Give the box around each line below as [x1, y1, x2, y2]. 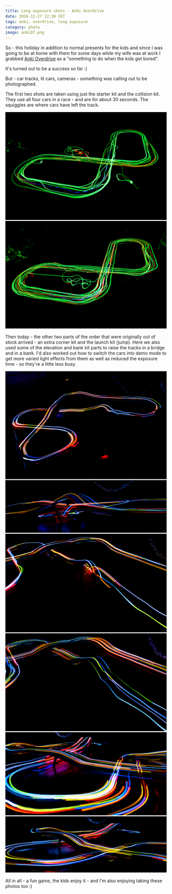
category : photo [5, 25, 40, 30]
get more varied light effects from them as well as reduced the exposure [5, 356, 158, 362]
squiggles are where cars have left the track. [5, 102, 100, 108]
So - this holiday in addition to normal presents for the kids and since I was [5, 45, 163, 51]
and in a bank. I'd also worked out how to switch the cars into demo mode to [5, 350, 167, 357]
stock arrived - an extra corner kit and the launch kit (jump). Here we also [5, 339, 160, 345]
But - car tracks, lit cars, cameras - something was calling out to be [5, 76, 147, 82]
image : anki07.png [5, 30, 45, 35]
